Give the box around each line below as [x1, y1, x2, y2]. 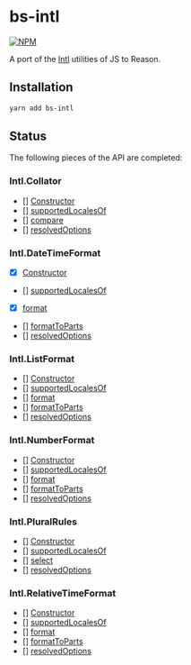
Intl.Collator [9, 175, 63, 187]
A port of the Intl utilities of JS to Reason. [9, 53, 161, 64]
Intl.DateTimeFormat [9, 246, 101, 259]
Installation [9, 79, 74, 96]
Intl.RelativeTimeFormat [9, 587, 117, 599]
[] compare [22, 214, 65, 225]
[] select [22, 555, 54, 566]
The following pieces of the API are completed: [9, 152, 183, 163]
